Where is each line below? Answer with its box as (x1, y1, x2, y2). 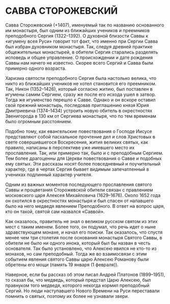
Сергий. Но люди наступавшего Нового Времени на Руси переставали (5, 288, 160, 294)
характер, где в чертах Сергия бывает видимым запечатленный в (5, 166, 149, 172)
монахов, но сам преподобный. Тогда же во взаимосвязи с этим (5, 251, 147, 257)
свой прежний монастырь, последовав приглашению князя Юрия (5, 102, 149, 108)
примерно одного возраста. (5, 65, 67, 71)
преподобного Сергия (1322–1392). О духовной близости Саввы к (5, 33, 149, 39)
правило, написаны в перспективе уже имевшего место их (5, 144, 135, 150)
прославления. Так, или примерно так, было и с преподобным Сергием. (5, 150, 164, 156)
